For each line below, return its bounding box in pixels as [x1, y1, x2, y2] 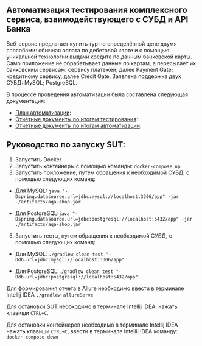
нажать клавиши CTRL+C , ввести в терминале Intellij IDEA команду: [6, 327, 178, 334]
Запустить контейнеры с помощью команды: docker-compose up [15, 162, 181, 169]
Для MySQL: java [15, 187, 60, 194]
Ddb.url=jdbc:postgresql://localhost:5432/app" [15, 274, 138, 280]
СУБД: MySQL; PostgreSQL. [6, 79, 78, 86]
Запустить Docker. [15, 155, 63, 163]
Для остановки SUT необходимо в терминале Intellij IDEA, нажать [6, 303, 178, 310]
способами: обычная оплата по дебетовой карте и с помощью [6, 46, 170, 54]
